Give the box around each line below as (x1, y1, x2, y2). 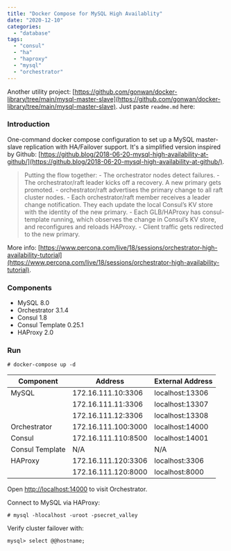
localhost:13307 (154, 400, 209, 409)
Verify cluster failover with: (7, 524, 85, 532)
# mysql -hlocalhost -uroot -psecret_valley (7, 512, 138, 519)
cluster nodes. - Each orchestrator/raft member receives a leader (24, 192, 211, 202)
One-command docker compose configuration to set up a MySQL (7, 135, 195, 143)
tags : (7, 36, 23, 43)
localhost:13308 (154, 411, 209, 420)
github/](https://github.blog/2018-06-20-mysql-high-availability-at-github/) (7, 157, 223, 165)
